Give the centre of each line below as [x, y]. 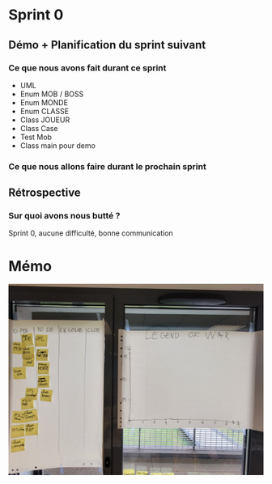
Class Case [39, 128]
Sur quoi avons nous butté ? [64, 216]
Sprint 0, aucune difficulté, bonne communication [91, 233]
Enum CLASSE [45, 111]
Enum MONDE [44, 102]
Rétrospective [45, 193]
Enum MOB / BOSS [52, 94]
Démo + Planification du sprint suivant [107, 45]
